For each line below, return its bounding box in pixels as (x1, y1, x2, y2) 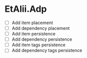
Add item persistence (11, 31, 55, 37)
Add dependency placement (11, 26, 70, 31)
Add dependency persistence (11, 36, 73, 42)
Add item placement (11, 20, 53, 26)
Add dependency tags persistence (11, 48, 83, 54)
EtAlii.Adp (4, 3, 47, 15)
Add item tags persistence (11, 42, 66, 48)
